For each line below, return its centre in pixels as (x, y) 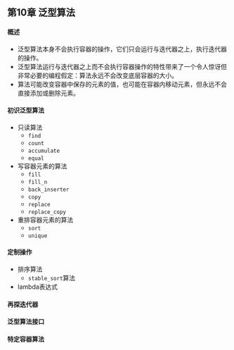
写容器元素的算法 (42, 166)
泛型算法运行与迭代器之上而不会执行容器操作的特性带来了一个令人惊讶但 (122, 66)
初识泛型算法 (26, 111)
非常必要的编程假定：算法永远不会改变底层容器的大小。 (97, 75)
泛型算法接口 (26, 322)
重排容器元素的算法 (45, 220)
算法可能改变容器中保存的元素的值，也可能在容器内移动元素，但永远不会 (122, 84)
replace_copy (47, 212)
